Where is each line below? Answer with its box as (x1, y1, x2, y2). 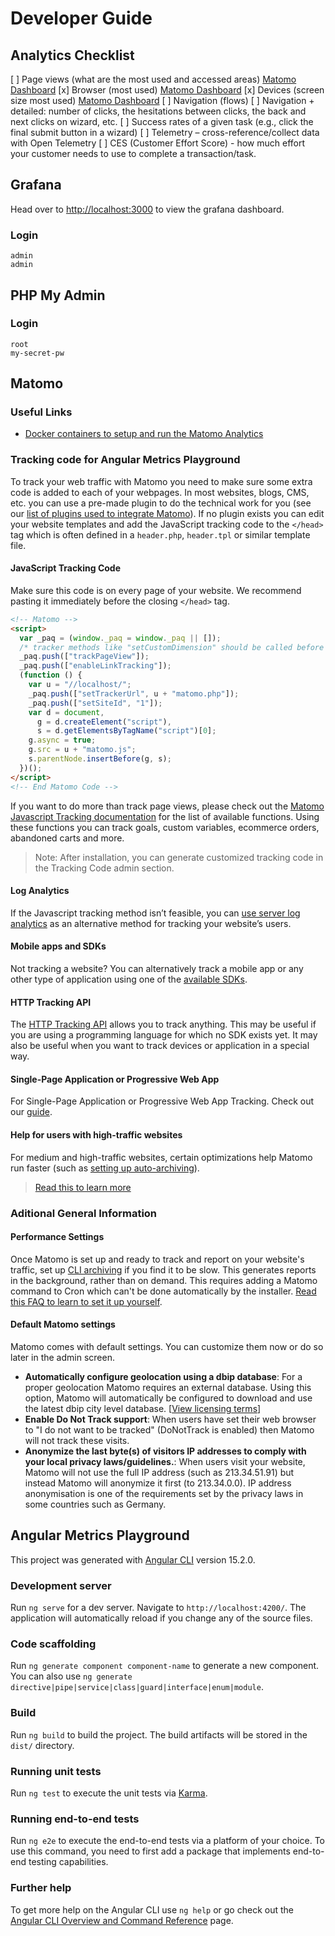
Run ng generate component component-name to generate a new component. (10, 1660, 320, 1672)
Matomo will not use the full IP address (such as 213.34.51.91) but (24, 1466, 295, 1478)
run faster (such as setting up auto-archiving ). (10, 1162, 200, 1174)
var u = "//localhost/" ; (28, 680, 132, 690)
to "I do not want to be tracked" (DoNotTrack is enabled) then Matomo (24, 1423, 315, 1436)
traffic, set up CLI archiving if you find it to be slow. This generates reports (10, 1263, 317, 1276)
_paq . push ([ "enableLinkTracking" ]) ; (19, 661, 172, 671)
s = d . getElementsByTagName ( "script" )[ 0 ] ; (36, 726, 217, 736)
